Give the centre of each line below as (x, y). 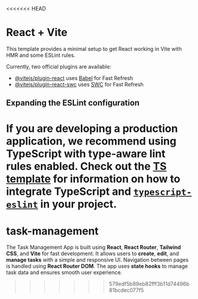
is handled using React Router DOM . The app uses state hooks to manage (97, 266)
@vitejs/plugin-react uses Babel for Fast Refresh (74, 78)
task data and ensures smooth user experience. (64, 272)
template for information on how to (93, 179)
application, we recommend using (91, 141)
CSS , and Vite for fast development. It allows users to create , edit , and (92, 253)
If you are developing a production (92, 128)
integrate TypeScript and (69, 191)
